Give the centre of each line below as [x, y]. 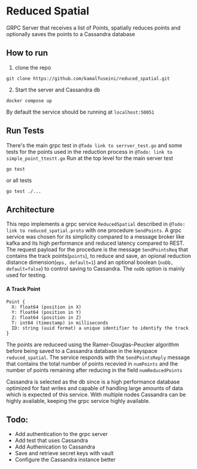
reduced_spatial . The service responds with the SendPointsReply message [98, 357]
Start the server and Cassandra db [57, 90]
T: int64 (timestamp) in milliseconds [60, 323]
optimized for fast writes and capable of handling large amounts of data [95, 388]
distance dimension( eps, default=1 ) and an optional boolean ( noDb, [90, 262]
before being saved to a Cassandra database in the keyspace [82, 351]
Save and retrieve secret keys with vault [64, 453]
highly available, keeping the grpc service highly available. [78, 400]
